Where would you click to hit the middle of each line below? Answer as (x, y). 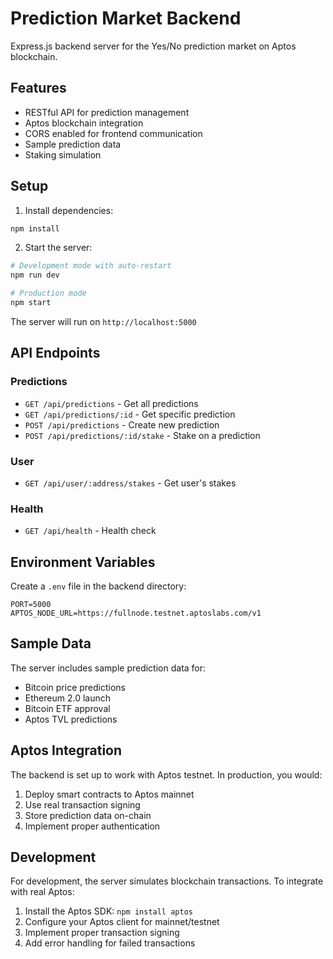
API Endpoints (55, 353)
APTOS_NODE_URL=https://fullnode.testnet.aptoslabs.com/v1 (136, 613)
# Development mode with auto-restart (91, 266)
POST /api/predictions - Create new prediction (122, 424)
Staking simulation (63, 154)
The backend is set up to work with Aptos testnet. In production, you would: (166, 774)
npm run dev (35, 275)
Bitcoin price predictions (75, 687)
